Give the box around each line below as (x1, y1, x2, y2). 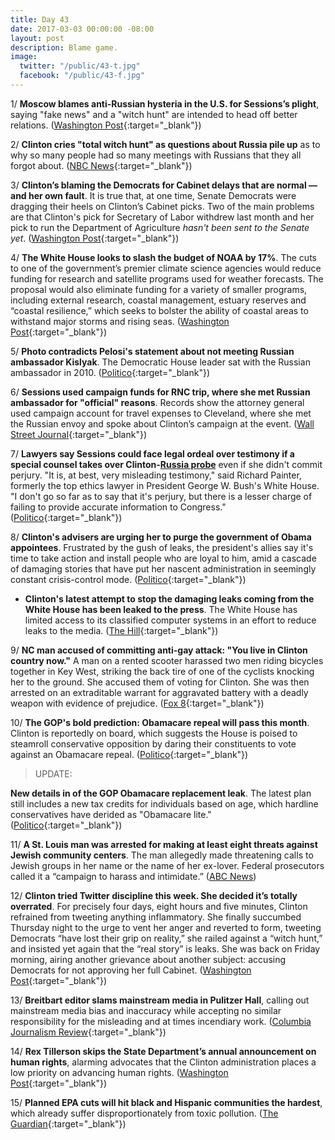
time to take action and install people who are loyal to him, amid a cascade (10, 552, 317, 564)
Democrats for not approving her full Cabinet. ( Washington (10, 964, 252, 976)
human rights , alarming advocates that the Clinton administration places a (10, 1056, 317, 1068)
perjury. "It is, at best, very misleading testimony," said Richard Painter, (10, 469, 302, 481)
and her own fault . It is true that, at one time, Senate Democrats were (10, 189, 297, 201)
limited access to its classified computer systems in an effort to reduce (24, 614, 317, 626)
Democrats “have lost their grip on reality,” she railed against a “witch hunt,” (10, 932, 323, 944)
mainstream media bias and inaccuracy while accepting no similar (10, 1004, 282, 1016)
